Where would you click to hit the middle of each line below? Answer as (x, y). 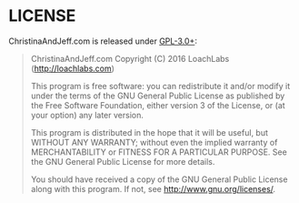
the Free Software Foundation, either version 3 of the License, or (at (158, 105)
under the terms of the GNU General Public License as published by (158, 96)
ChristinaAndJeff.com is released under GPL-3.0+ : (103, 41)
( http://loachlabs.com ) (73, 68)
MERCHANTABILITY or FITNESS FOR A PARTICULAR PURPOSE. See (159, 152)
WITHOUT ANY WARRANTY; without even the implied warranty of (154, 142)
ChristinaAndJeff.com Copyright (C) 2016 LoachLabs (130, 58)
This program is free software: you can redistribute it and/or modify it (160, 86)
